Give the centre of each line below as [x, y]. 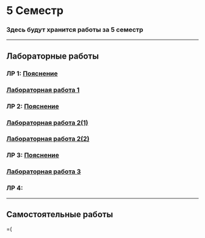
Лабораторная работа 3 [44, 171]
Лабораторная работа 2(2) [48, 139]
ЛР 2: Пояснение [33, 106]
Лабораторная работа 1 [43, 90]
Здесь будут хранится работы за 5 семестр [75, 30]
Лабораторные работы [53, 56]
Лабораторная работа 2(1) [47, 123]
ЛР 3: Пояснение [33, 155]
